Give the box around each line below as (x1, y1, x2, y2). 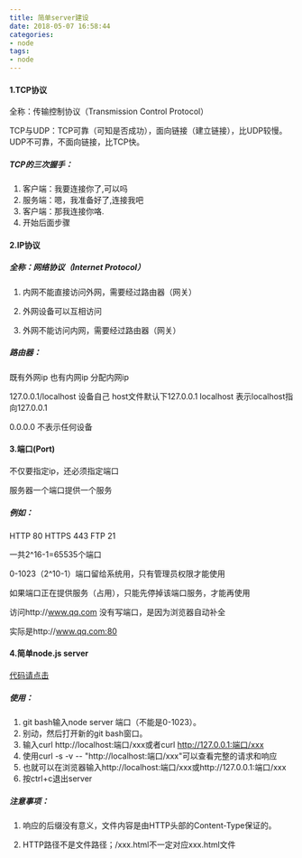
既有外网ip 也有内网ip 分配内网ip (9, 371, 129, 382)
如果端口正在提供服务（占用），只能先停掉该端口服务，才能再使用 (9, 587, 251, 598)
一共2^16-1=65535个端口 (9, 548, 102, 560)
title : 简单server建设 (9, 13, 89, 23)
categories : (9, 30, 54, 39)
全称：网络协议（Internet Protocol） (9, 262, 146, 273)
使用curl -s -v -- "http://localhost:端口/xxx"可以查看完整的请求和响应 (22, 751, 278, 761)
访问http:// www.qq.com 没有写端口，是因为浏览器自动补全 (9, 606, 226, 617)
